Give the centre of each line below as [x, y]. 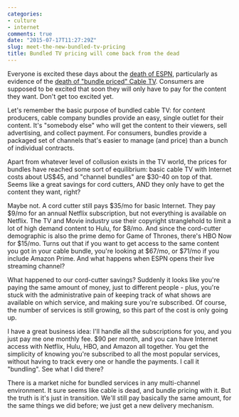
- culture [22, 21]
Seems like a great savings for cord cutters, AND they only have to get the [116, 184]
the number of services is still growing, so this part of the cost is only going [118, 310]
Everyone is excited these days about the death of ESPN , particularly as [113, 74]
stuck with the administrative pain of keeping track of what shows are [109, 295]
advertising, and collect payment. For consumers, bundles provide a [107, 133]
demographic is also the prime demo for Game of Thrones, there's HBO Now [119, 236]
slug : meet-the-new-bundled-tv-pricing [67, 47]
